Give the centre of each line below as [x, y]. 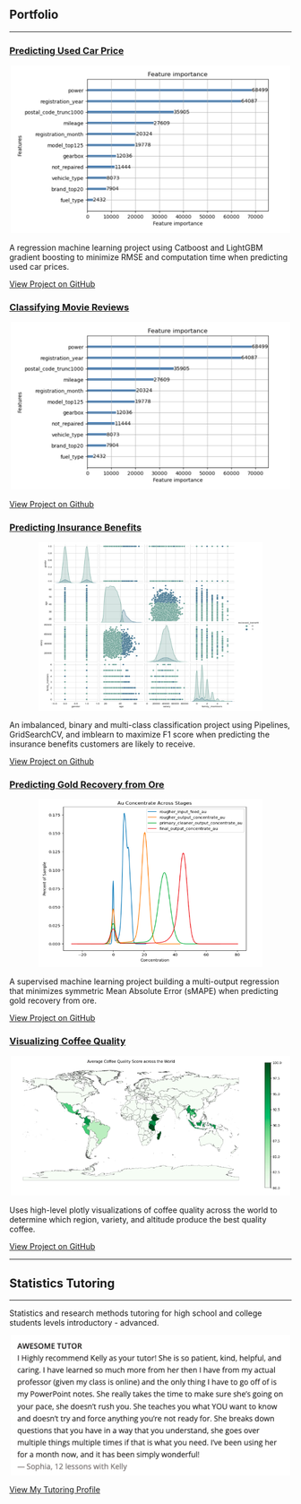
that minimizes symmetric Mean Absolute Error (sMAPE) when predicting [144, 991]
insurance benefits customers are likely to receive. [102, 744]
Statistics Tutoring [62, 1283]
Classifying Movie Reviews [69, 307]
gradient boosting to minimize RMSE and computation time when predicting [149, 257]
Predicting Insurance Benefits [75, 528]
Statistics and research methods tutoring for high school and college [136, 1313]
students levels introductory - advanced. [84, 1323]
